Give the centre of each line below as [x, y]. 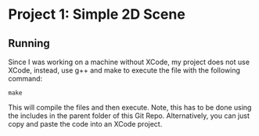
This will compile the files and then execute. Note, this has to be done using [130, 107]
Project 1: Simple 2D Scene [97, 14]
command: [25, 79]
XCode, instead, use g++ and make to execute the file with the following [124, 70]
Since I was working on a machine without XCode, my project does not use [129, 62]
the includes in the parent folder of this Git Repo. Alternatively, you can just [129, 116]
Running [29, 43]
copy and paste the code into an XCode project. [85, 124]
